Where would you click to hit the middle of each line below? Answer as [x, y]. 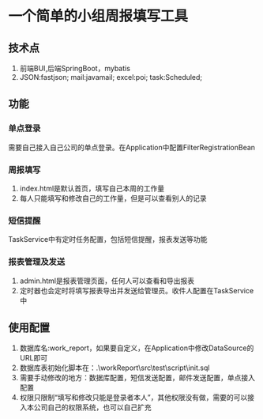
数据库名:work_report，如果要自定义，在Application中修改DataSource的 [137, 348]
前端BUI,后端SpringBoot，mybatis [75, 68]
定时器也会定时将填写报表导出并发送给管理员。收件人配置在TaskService [137, 290]
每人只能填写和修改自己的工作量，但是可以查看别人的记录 [113, 198]
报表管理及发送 [37, 262]
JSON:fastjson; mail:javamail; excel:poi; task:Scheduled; [111, 77]
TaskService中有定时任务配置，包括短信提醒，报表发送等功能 [108, 240]
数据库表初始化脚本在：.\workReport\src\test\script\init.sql [115, 368]
